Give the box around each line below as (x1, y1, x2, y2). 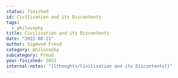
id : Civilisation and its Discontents (6, 14, 101, 20)
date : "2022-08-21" (6, 36, 54, 42)
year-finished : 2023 (6, 57, 57, 63)
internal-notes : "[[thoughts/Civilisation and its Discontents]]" (6, 63, 173, 69)
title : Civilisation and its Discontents (6, 30, 110, 36)
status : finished (6, 8, 49, 15)
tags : (6, 19, 19, 25)
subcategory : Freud (6, 52, 54, 58)
